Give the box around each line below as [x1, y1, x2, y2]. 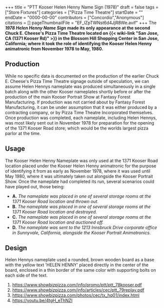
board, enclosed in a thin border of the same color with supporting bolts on [5, 267, 156, 273]
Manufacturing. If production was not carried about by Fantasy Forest [5, 99, 145, 105]
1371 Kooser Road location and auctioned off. [12, 219, 104, 225]
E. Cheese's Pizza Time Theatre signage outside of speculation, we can [5, 78, 149, 84]
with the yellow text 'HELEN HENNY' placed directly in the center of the [5, 262, 149, 268]
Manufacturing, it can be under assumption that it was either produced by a [5, 104, 157, 110]
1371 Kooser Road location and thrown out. [12, 198, 99, 204]
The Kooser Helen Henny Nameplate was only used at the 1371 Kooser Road [5, 157, 158, 163]
